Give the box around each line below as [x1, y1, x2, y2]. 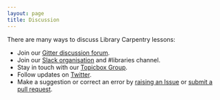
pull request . [16, 85, 53, 93]
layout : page [7, 10, 45, 17]
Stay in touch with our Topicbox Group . [16, 63, 128, 71]
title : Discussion [7, 16, 60, 23]
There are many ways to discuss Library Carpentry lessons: [7, 35, 176, 43]
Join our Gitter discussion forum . [16, 49, 110, 57]
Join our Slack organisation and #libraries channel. [16, 55, 161, 64]
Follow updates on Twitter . [16, 70, 92, 79]
